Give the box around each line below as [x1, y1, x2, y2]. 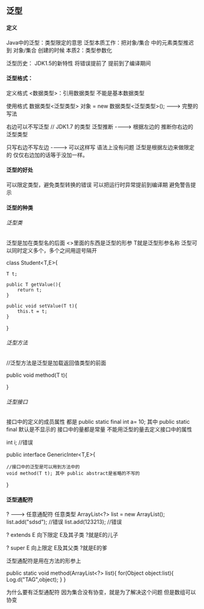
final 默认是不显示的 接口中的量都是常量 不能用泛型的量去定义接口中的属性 [6, 426, 192, 433]
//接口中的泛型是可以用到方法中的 [6, 464, 80, 470]
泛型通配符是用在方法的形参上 [6, 557, 81, 564]
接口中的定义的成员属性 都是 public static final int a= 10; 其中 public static [6, 418, 190, 426]
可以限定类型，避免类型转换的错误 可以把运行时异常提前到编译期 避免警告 [6, 181, 191, 188]
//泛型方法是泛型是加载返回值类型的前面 [6, 360, 107, 366]
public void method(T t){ [6, 372, 68, 378]
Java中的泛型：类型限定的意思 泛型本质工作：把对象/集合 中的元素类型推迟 [6, 39, 194, 46]
